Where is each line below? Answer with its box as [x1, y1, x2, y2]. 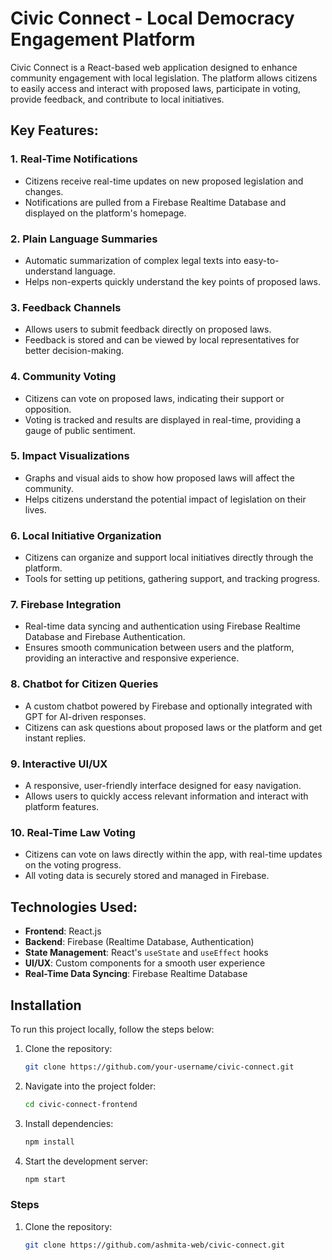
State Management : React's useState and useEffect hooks [24, 947, 269, 959]
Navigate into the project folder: [24, 1080, 157, 1092]
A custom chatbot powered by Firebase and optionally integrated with [24, 700, 313, 712]
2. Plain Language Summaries [10, 232, 158, 246]
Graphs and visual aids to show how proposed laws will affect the [24, 472, 295, 484]
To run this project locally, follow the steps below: [10, 1023, 215, 1035]
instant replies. [24, 732, 87, 744]
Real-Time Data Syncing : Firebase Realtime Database [24, 968, 248, 980]
